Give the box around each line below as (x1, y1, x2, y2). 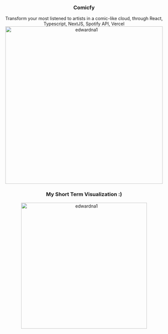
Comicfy (73, 4, 95, 11)
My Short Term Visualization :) (46, 191, 122, 198)
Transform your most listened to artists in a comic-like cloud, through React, (5, 16, 163, 22)
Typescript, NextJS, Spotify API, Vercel (43, 21, 125, 27)
